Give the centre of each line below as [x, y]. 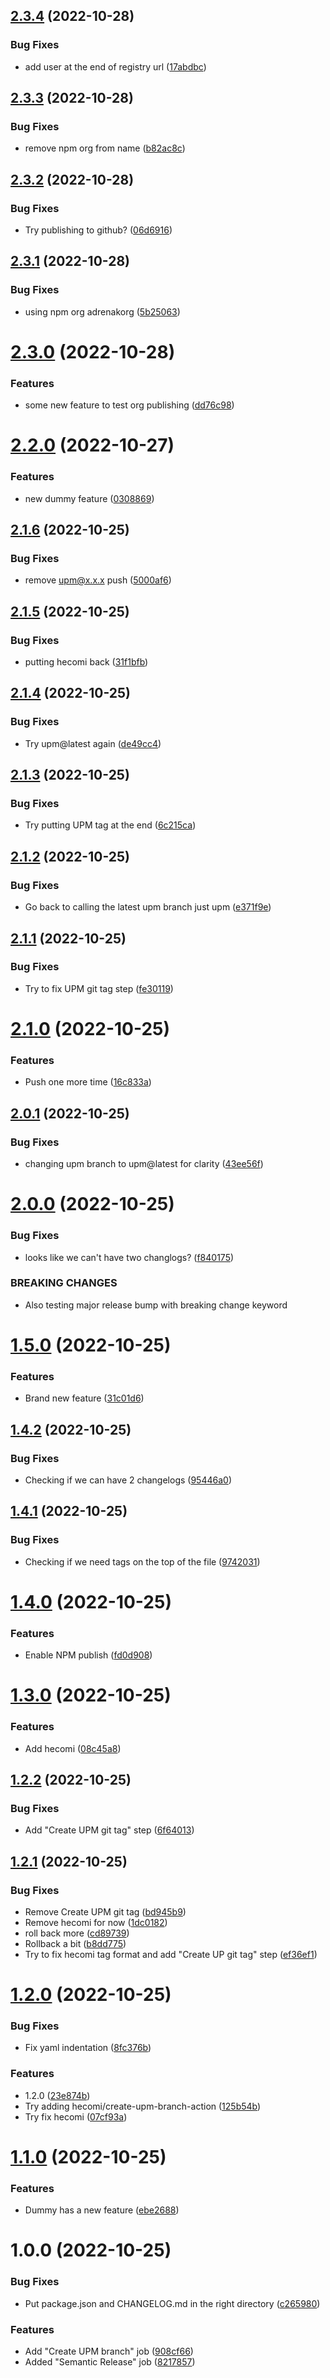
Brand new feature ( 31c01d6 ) [84, 1398]
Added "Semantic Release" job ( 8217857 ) [110, 2362]
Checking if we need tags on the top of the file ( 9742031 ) [142, 1561]
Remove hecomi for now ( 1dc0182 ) [96, 1922]
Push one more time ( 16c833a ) [88, 1082]
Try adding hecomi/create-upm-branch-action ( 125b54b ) [143, 2106]
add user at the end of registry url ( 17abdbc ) [115, 66]
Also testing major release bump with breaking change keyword [156, 1305]
